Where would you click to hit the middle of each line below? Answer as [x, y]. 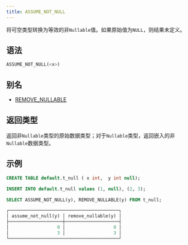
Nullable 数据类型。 [30, 143]
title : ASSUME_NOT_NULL [36, 12]
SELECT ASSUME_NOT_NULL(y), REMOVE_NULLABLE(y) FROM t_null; [84, 200]
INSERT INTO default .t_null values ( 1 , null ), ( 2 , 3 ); [76, 189]
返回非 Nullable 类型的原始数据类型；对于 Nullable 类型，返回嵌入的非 [91, 135]
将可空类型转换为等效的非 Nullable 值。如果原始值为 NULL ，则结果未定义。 [96, 29]
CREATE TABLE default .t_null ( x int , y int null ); [73, 178]
